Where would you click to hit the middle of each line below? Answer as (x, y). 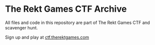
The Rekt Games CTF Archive (66, 9)
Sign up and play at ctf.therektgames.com (47, 37)
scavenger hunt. (22, 27)
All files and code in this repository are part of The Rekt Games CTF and (77, 22)
